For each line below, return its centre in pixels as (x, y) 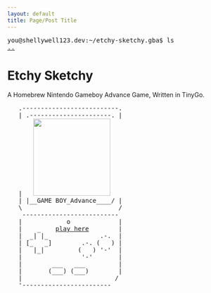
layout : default (31, 14)
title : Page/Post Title (42, 20)
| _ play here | (71, 229)
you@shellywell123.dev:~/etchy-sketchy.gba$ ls (91, 40)
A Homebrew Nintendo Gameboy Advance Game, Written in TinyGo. (106, 95)
